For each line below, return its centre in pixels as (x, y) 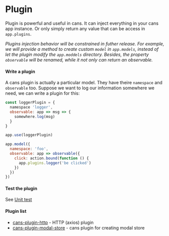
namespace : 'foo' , (29, 149)
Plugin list (16, 211)
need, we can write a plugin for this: (42, 93)
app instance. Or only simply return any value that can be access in (75, 28)
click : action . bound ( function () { (52, 158)
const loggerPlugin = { (30, 103)
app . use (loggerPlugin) (29, 135)
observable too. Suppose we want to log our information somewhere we (80, 88)
